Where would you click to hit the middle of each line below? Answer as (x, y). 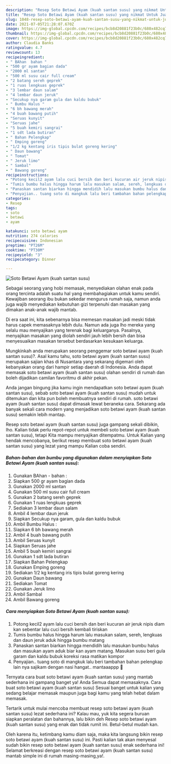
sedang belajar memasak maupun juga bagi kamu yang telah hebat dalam (83, 693)
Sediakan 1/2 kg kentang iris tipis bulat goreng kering (69, 573)
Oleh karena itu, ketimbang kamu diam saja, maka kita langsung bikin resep (84, 734)
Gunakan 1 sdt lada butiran (41, 557)
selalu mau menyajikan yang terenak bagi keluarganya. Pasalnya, (74, 331)
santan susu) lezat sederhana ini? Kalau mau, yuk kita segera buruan (78, 714)
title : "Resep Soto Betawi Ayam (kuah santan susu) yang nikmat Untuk (82, 15)
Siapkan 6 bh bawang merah (43, 530)
